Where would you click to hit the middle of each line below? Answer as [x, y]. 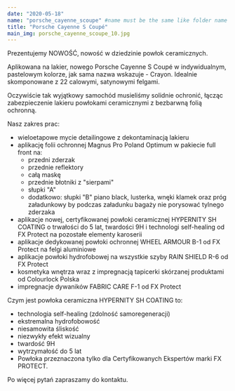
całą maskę [44, 175]
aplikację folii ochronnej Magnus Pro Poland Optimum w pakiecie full [116, 145]
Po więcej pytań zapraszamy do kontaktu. [68, 380]
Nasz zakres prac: [34, 124]
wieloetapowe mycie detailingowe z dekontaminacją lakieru [103, 138]
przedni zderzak [52, 160]
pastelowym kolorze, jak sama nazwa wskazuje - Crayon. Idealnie [102, 74]
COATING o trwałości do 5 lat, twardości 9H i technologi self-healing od [121, 227]
